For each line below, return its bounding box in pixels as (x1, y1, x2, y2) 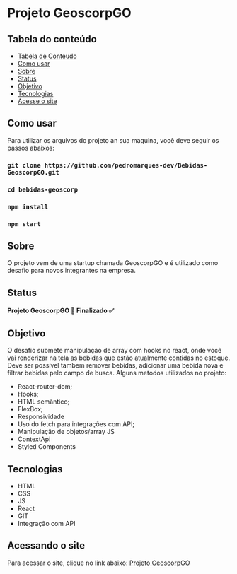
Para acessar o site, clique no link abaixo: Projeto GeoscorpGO (7, 558, 190, 567)
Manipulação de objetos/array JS (17, 428, 115, 436)
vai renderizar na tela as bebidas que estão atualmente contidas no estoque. (7, 353, 231, 362)
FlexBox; (17, 405, 44, 414)
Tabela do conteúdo (7, 33, 97, 45)
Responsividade (17, 412, 65, 421)
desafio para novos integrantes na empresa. (7, 266, 136, 275)
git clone (7, 161, 41, 169)
